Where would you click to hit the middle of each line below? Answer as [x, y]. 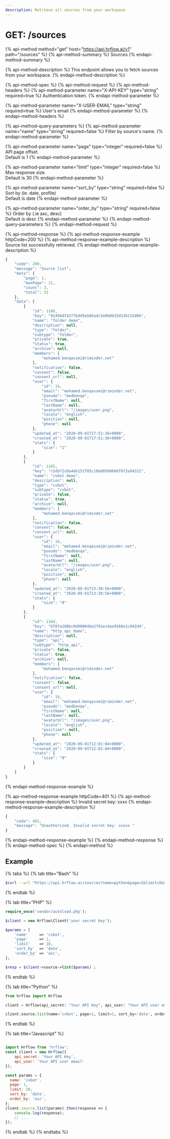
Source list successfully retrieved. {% [44, 245]
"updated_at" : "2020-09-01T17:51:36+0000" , [79, 433]
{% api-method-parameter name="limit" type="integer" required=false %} [83, 167]
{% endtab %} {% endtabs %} [37, 1132]
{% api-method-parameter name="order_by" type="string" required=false [83, 208]
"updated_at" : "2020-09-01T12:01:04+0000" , [79, 744]
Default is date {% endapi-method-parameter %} [56, 198]
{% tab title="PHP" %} [29, 902]
